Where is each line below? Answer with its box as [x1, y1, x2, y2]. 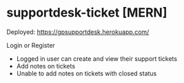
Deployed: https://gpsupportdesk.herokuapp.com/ [6, 28, 150, 36]
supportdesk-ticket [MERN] [6, 5, 167, 21]
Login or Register [6, 41, 56, 49]
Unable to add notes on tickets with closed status [16, 69, 157, 77]
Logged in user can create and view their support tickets [16, 54, 177, 63]
